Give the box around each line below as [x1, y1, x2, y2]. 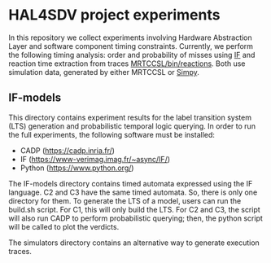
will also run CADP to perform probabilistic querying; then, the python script [8, 213, 263, 223]
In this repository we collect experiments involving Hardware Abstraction [8, 33, 252, 42]
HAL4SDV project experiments [8, 6, 221, 24]
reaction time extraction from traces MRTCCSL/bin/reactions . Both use [8, 59, 246, 68]
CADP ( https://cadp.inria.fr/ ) [20, 145, 116, 156]
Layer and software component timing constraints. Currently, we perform [8, 41, 254, 50]
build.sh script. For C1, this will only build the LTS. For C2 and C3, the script [8, 204, 260, 214]
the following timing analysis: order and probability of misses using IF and [8, 50, 256, 59]
